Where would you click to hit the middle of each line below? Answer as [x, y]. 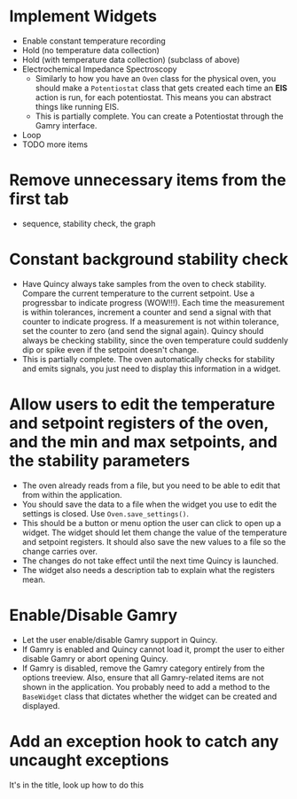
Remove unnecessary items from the [148, 180]
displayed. [41, 705]
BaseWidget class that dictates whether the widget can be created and [149, 696]
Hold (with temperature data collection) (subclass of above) [131, 59]
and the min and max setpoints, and [143, 442]
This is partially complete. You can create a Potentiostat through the [159, 116]
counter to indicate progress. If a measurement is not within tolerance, [150, 322]
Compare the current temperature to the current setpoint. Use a [138, 293]
